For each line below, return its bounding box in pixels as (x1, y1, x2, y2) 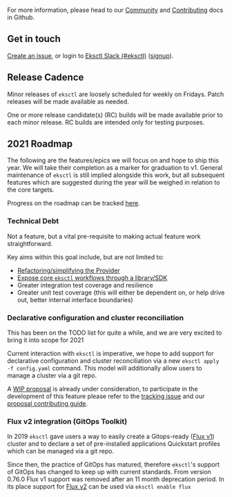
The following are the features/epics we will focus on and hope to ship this (7, 156, 220, 165)
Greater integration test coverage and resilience (17, 281, 154, 289)
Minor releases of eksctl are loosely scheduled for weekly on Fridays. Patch (7, 90, 224, 98)
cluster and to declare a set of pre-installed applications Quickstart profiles (7, 440, 221, 448)
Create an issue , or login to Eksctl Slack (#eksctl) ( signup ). (7, 51, 174, 59)
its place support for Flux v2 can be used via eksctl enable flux (7, 482, 191, 491)
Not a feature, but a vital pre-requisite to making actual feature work (7, 232, 201, 241)
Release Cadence (7, 72, 84, 84)
